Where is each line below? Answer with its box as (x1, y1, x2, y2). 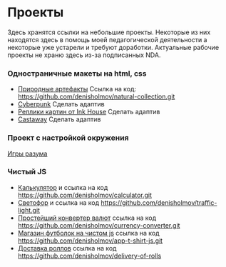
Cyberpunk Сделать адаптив (17, 100, 105, 109)
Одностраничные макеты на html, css (7, 69, 147, 79)
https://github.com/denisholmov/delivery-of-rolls (17, 251, 162, 260)
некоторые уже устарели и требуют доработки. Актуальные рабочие (7, 43, 220, 51)
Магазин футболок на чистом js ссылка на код (17, 228, 160, 237)
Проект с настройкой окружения (7, 133, 129, 143)
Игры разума (7, 149, 48, 158)
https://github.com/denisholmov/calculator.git (17, 191, 152, 199)
